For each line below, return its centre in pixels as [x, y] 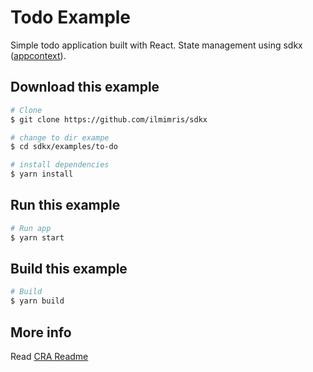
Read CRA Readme [49, 356]
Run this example [65, 205]
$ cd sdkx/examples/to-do [64, 147]
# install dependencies [60, 165]
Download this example [85, 87]
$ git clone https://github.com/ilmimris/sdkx [109, 119]
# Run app [31, 228]
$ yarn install [42, 174]
